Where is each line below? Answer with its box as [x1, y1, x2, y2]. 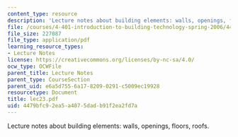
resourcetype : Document [7, 89, 78, 96]
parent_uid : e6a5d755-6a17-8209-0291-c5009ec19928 [7, 83, 160, 90]
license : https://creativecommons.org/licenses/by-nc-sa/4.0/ [7, 56, 195, 64]
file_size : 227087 [7, 30, 62, 37]
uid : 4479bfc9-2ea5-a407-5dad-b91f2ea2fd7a [7, 102, 138, 109]
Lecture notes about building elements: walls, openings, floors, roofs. [7, 121, 210, 130]
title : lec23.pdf [7, 96, 59, 103]
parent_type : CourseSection [7, 76, 91, 83]
